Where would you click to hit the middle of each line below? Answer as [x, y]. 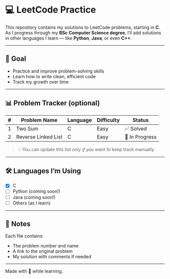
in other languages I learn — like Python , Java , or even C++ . [69, 38]
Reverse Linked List [39, 136]
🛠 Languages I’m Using [43, 171]
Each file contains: [25, 236]
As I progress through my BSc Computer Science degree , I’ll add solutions [83, 32]
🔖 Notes [18, 224]
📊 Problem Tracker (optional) [53, 103]
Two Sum [27, 128]
